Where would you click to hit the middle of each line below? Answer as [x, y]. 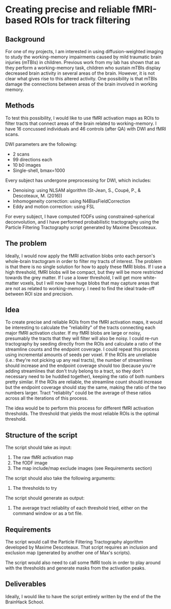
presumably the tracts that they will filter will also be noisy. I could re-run [82, 338]
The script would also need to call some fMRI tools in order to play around [83, 563]
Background [25, 39]
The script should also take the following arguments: [60, 478]
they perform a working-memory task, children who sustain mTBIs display [83, 68]
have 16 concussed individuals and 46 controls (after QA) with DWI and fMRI [86, 128]
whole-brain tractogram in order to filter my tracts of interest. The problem [83, 261]
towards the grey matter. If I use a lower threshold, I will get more [74, 277]
